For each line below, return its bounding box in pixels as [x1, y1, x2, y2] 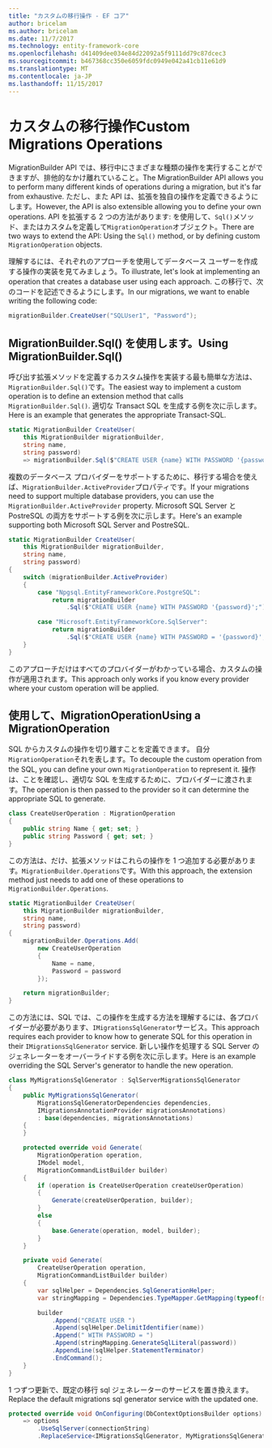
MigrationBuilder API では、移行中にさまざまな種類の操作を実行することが [8, 163, 257, 173]
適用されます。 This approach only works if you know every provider [22, 674, 249, 684]
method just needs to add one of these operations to [8, 874, 184, 884]
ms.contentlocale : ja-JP [8, 72, 92, 80]
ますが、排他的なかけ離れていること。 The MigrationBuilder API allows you [15, 173, 264, 183]
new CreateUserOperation [37, 944, 121, 953]
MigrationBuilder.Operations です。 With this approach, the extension [21, 866, 253, 875]
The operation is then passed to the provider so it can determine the [21, 784, 249, 795]
